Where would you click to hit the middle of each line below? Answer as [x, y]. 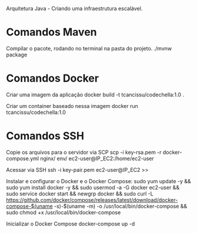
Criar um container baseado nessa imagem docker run [72, 106]
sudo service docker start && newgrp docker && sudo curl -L [80, 194]
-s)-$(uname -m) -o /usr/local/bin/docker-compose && [121, 206]
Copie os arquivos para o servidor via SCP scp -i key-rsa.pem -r [84, 152]
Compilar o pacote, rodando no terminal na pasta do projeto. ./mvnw [89, 48]
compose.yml [23, 158]
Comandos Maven [51, 32]
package [17, 55]
